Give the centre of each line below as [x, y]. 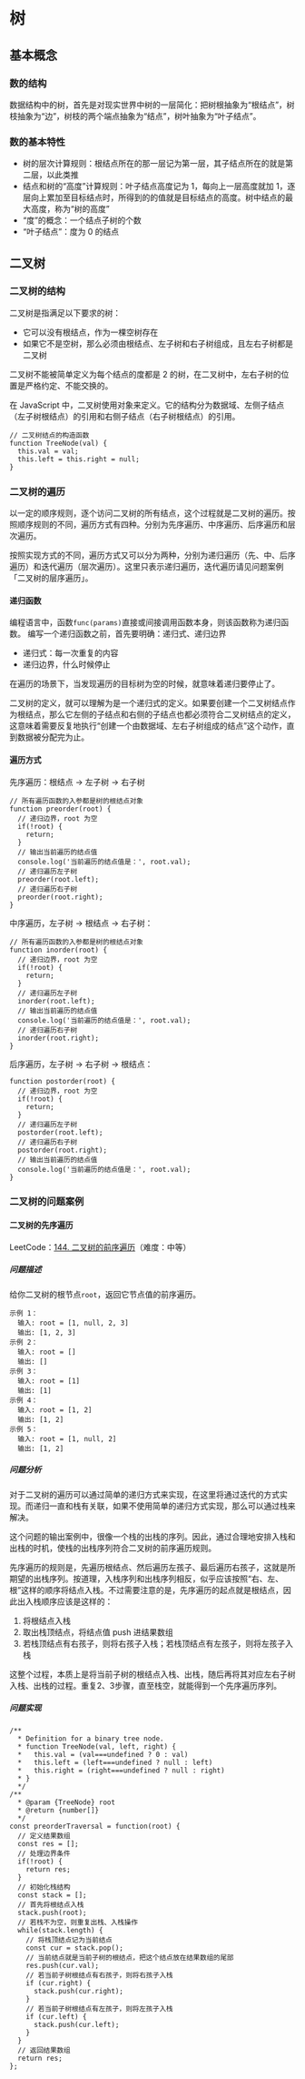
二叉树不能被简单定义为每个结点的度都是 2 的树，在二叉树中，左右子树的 [145, 374]
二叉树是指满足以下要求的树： [65, 313]
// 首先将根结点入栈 [51, 1904]
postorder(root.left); [60, 1132]
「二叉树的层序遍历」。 [51, 578]
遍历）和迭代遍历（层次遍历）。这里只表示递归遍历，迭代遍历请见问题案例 [147, 567]
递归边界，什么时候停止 [66, 664]
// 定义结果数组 [44, 1836]
